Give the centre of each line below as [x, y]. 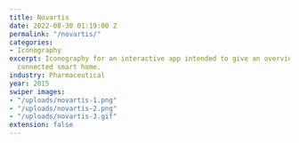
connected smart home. [59, 68]
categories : [31, 42]
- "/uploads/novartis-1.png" [63, 100]
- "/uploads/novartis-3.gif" [63, 116]
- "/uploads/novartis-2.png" [63, 108]
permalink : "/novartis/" [55, 34]
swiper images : [37, 91]
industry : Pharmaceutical [57, 75]
